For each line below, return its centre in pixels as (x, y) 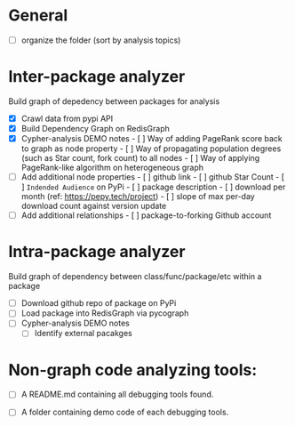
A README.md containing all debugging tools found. (117, 394)
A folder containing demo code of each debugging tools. (125, 412)
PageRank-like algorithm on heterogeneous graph (112, 168)
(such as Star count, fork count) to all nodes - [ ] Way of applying (140, 158)
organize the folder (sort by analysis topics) (101, 40)
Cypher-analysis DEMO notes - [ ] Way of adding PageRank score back (152, 139)
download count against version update (94, 206)
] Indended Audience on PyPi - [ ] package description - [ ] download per (153, 187)
